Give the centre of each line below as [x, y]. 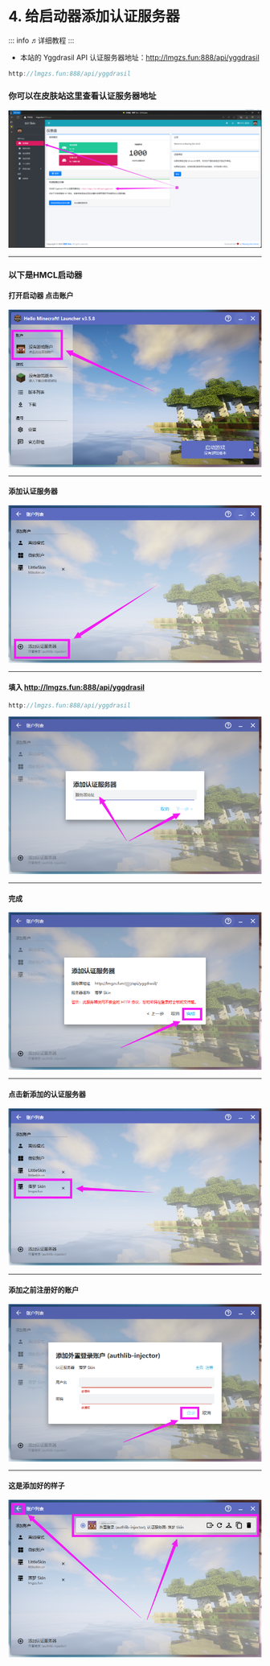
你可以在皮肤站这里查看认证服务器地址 [82, 96]
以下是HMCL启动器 [45, 274]
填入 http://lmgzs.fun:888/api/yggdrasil [76, 687]
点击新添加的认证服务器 [47, 1094]
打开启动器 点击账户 [41, 295]
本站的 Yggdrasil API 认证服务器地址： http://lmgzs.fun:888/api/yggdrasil [139, 57]
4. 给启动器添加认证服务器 [94, 16]
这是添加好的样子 [37, 1486]
